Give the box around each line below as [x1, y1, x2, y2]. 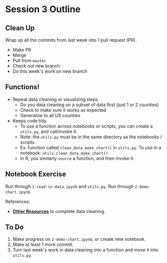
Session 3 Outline [5, 4, 81, 15]
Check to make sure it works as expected [20, 107, 106, 113]
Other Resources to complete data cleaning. [12, 208, 106, 214]
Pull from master [12, 58, 46, 64]
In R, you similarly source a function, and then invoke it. [20, 155, 135, 161]
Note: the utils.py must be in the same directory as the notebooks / [20, 134, 162, 140]
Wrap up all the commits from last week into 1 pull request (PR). [5, 37, 137, 43]
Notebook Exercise [5, 170, 67, 179]
